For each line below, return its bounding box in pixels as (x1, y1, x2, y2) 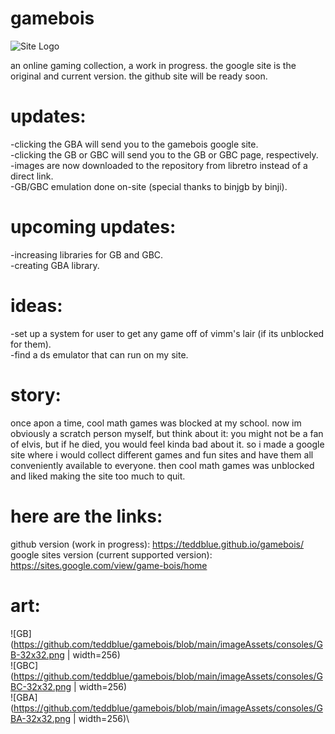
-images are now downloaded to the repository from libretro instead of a (10, 159, 308, 171)
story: (10, 383, 62, 406)
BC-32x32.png (10, 680, 72, 692)
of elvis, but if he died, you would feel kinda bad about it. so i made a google (10, 438, 325, 450)
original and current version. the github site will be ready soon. (10, 70, 268, 82)
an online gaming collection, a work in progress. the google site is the (10, 59, 297, 71)
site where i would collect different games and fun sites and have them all (10, 448, 314, 461)
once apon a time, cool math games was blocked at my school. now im (10, 417, 302, 429)
